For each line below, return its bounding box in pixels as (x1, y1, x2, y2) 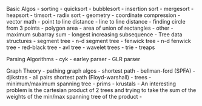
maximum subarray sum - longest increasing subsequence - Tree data (6, 31, 183, 38)
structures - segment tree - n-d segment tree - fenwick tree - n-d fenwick (6, 38, 191, 44)
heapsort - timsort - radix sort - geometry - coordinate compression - (6, 12, 181, 19)
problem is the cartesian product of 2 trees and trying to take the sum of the (6, 87, 197, 93)
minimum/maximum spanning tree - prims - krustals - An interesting (6, 80, 177, 87)
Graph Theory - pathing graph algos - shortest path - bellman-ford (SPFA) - (6, 67, 196, 75)
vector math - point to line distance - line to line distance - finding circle (6, 18, 186, 25)
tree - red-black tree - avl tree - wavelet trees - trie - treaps (6, 44, 155, 51)
